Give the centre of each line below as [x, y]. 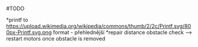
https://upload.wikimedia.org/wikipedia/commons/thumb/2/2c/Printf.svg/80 [99, 26]
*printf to [17, 20]
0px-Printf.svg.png [29, 32]
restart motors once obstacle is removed [56, 38]
